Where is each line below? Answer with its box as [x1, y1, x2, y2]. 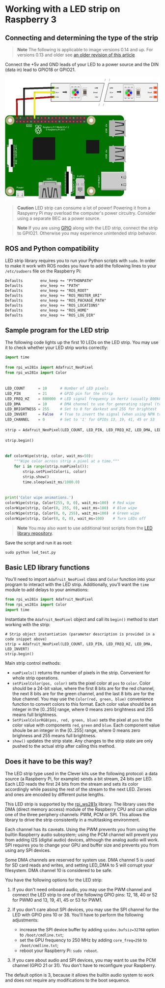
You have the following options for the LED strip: [5, 877, 103, 883]
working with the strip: [5, 622, 51, 628]
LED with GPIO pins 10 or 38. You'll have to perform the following [12, 912, 144, 917]
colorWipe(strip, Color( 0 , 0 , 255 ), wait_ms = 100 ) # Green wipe [5, 511, 139, 516]
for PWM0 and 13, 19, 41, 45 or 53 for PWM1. [12, 897, 103, 903]
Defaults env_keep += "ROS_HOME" [5, 307, 89, 313]
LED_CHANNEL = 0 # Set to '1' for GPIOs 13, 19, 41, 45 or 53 [5, 417, 155, 422]
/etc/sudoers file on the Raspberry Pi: [5, 268, 82, 274]
